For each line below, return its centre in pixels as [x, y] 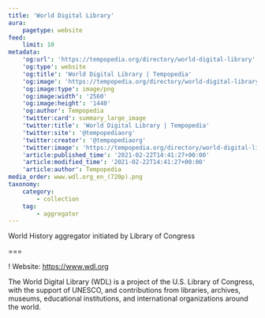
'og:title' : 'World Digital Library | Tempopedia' [107, 74]
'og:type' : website [54, 67]
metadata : [24, 52]
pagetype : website [52, 30]
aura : [17, 23]
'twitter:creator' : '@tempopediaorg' [84, 140]
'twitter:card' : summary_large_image [84, 118]
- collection [58, 199]
